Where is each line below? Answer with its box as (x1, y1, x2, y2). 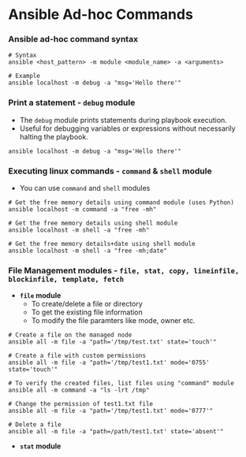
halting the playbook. (19, 132, 88, 141)
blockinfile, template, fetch (8, 275, 125, 284)
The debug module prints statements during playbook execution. (19, 115, 227, 124)
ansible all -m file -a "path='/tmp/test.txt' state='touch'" (8, 338, 217, 346)
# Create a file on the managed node (8, 331, 132, 340)
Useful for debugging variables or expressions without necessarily (19, 124, 236, 133)
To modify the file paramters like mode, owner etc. (31, 316, 196, 325)
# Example (8, 72, 41, 80)
